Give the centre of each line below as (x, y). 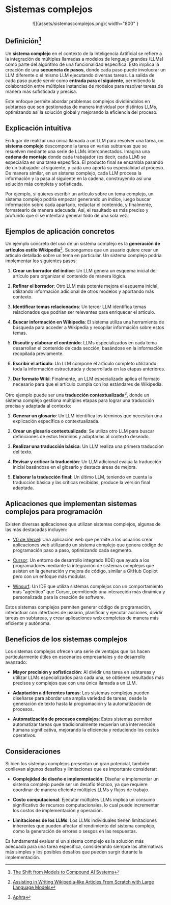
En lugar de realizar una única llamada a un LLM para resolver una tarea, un (84, 140)
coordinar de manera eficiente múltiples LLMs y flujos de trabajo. (81, 790)
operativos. (24, 735)
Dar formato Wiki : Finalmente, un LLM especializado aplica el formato (86, 379)
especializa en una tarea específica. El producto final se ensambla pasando (84, 162)
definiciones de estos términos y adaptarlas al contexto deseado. (81, 436)
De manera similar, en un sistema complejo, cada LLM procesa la (73, 173)
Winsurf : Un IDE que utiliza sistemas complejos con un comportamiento (88, 586)
